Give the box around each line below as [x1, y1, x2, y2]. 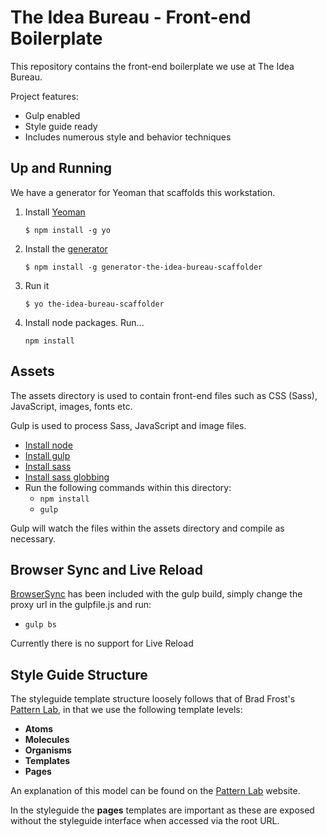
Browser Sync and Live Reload [10, 561, 203, 578]
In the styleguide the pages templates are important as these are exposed [10, 804, 315, 816]
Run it [24, 279, 50, 291]
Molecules [24, 734, 70, 746]
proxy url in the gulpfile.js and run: [10, 599, 152, 611]
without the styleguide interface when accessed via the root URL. [10, 815, 280, 827]
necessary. [10, 532, 57, 545]
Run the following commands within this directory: [24, 481, 232, 493]
